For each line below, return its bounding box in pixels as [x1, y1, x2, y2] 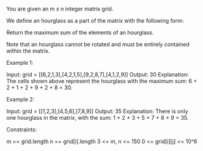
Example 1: [6, 59, 34, 66]
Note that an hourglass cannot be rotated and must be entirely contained [6, 41, 190, 48]
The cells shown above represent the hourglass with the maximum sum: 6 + [6, 78, 197, 84]
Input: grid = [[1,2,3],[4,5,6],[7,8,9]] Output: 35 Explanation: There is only [6, 108, 188, 115]
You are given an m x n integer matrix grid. [6, 6, 114, 12]
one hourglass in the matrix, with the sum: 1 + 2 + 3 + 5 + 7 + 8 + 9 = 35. [6, 114, 189, 121]
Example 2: [6, 96, 35, 103]
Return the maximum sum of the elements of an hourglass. [6, 29, 154, 36]
